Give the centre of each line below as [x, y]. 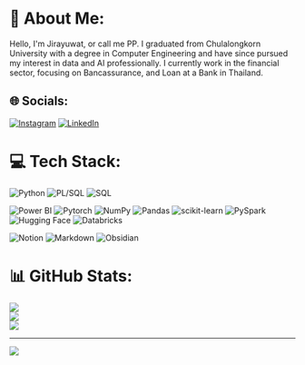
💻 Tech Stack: [65, 161]
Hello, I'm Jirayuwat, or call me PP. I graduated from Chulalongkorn [135, 44]
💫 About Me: [57, 19]
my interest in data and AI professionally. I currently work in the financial [144, 63]
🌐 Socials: [39, 101]
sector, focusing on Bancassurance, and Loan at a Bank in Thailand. [136, 73]
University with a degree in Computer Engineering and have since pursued [149, 53]
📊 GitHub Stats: [71, 276]
